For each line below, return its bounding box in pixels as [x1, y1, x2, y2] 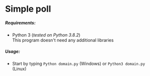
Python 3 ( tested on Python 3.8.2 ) [12, 32, 81, 38]
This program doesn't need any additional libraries [12, 38, 114, 43]
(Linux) [12, 66, 27, 72]
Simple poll [5, 3, 51, 15]
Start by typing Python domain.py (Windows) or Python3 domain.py [12, 61, 145, 67]
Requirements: [5, 19, 36, 25]
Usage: [5, 48, 21, 54]
